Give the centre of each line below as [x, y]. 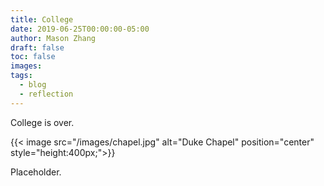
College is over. [42, 122]
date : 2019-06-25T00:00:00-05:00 [80, 29]
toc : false [33, 57]
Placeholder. [36, 172]
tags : [21, 76]
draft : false [37, 47]
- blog [33, 85]
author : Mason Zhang [53, 38]
